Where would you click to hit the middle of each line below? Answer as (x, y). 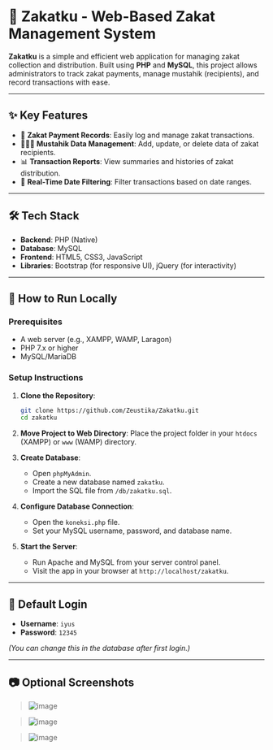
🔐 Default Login (48, 604)
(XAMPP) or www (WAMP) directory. (78, 442)
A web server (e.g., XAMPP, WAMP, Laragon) (96, 340)
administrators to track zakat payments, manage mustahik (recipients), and (134, 73)
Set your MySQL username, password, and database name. (132, 531)
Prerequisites (35, 322)
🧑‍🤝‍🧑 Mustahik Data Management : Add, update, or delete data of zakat (139, 143)
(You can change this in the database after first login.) (100, 648)
